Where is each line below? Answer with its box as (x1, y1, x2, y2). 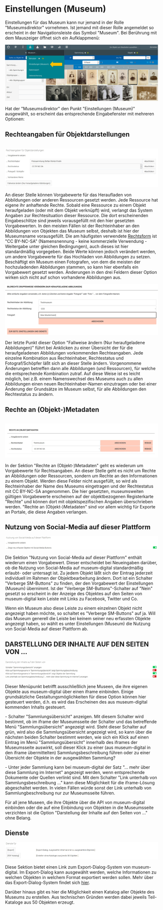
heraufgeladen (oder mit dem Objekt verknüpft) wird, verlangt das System (5, 207, 153, 213)
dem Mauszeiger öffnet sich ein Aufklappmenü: (5, 35, 100, 41)
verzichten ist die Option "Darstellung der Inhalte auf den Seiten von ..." (5, 809, 148, 815)
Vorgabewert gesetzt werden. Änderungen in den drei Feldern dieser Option (5, 269, 157, 275)
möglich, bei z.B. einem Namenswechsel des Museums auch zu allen (5, 376, 143, 382)
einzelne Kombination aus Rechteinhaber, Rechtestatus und (5, 355, 124, 361)
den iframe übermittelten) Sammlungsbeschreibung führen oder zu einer (5, 749, 150, 756)
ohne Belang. (5, 815, 32, 821)
